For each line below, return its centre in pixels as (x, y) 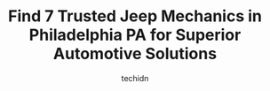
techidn (135, 78)
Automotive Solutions (135, 54)
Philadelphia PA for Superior (135, 35)
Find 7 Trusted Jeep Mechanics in (135, 16)
